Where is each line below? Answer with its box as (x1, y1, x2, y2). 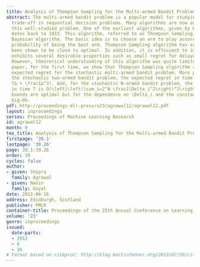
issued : (6, 224, 26, 230)
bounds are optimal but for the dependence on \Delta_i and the (11, 92, 174, 98)
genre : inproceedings (6, 219, 60, 225)
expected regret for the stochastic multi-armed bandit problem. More (11, 70, 190, 76)
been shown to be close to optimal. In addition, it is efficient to (11, 48, 187, 54)
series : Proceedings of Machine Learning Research (6, 114, 135, 120)
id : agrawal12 (6, 120, 42, 125)
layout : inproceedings (6, 108, 62, 114)
